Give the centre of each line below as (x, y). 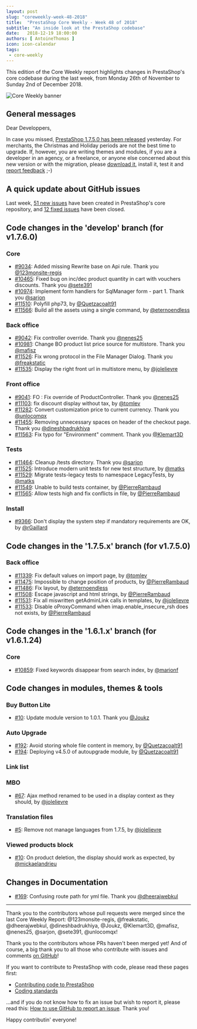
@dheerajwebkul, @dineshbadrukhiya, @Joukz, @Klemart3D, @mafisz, (93, 926)
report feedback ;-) (29, 171)
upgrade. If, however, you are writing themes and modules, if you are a (91, 152)
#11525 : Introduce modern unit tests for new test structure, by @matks (99, 468)
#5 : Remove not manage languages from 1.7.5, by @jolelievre (88, 829)
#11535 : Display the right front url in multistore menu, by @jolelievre (96, 369)
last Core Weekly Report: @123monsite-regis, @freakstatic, (78, 919)
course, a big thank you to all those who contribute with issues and (87, 949)
